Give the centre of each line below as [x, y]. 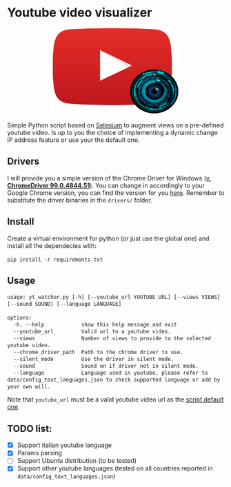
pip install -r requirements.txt [55, 260]
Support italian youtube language [64, 445]
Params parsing [39, 453]
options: [20, 318]
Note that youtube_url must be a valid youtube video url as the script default [115, 400]
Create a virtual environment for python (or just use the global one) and [108, 238]
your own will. [29, 387]
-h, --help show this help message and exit [95, 325]
